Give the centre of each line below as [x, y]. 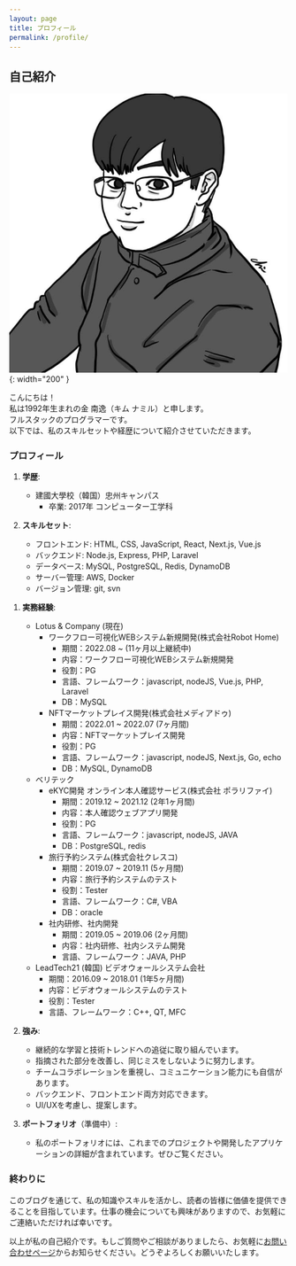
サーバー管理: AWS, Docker [85, 578]
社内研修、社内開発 [83, 924]
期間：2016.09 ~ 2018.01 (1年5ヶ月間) [116, 979]
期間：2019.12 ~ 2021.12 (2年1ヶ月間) [128, 802]
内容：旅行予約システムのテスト [120, 879]
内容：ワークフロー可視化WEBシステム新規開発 [148, 659]
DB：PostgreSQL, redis [104, 846]
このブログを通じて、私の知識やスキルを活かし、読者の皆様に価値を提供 [140, 1200]
